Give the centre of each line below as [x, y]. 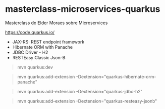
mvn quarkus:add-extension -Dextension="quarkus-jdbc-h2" [80, 91]
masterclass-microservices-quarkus [83, 9]
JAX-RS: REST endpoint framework [48, 42]
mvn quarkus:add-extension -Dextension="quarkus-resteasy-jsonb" [87, 101]
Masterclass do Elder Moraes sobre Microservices [56, 23]
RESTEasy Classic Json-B [39, 57]
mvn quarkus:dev [35, 67]
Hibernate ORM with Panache [42, 47]
